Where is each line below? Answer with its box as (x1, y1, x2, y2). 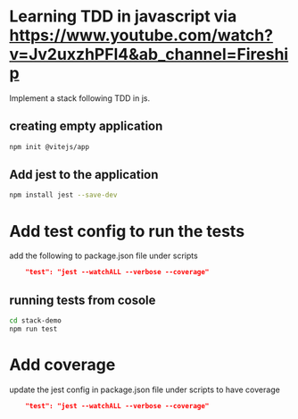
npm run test (9, 324, 58, 333)
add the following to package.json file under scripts (9, 250, 198, 261)
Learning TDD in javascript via (9, 6, 237, 27)
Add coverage (9, 355, 116, 374)
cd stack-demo (9, 315, 62, 325)
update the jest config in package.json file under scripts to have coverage (9, 384, 281, 395)
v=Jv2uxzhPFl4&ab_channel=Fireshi (9, 45, 289, 64)
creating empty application (9, 119, 163, 134)
